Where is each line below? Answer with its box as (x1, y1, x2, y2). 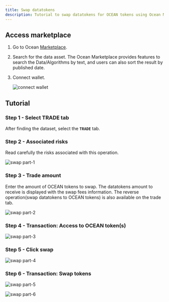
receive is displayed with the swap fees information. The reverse (5, 189, 139, 195)
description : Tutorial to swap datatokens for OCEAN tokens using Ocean (5, 12, 161, 17)
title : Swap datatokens (5, 7, 55, 13)
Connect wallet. (12, 74, 45, 81)
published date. (12, 65, 45, 71)
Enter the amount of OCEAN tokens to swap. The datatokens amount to (5, 183, 153, 189)
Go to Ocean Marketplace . (12, 44, 67, 51)
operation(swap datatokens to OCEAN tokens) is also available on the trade (5, 194, 161, 200)
